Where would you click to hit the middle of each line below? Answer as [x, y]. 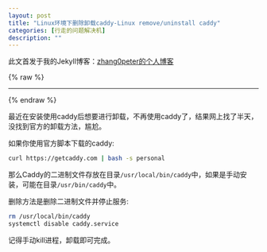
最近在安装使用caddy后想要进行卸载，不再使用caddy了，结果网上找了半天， [133, 117]
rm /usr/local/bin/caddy [49, 217]
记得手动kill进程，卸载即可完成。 [62, 240]
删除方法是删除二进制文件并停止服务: [69, 202]
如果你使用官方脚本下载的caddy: [62, 143]
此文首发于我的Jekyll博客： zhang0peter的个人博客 [91, 61]
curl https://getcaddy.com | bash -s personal [87, 159]
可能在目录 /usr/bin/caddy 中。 [72, 184]
